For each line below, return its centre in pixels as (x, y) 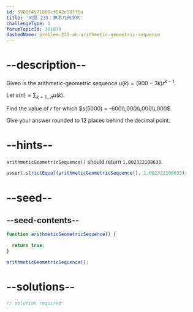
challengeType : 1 (28, 23)
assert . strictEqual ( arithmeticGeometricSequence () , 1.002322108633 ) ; (97, 173)
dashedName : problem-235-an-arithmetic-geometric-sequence (83, 35)
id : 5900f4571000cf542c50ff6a (45, 12)
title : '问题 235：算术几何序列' (45, 18)
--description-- (47, 65)
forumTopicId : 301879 (34, 29)
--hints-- (30, 145)
